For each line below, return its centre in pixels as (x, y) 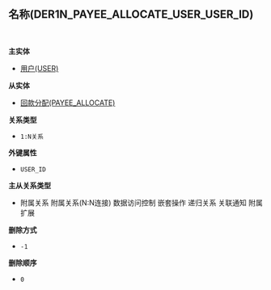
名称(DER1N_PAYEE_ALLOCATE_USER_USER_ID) (131, 15)
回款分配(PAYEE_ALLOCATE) (68, 103)
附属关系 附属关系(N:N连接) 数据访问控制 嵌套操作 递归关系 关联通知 (133, 202)
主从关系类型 (30, 185)
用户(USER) (39, 68)
